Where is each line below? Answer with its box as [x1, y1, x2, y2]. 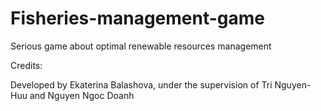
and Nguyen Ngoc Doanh [29, 89, 135, 101]
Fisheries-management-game [10, 7, 265, 30]
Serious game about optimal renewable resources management [10, 40, 272, 52]
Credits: [10, 59, 43, 71]
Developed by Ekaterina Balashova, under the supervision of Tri [10, 78, 273, 91]
